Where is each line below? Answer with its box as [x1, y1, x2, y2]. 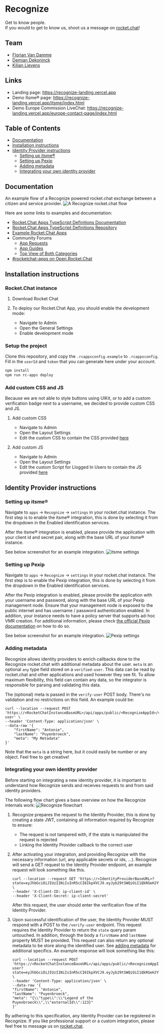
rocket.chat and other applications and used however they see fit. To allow [5, 671, 155, 677]
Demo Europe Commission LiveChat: [12, 105, 86, 111]
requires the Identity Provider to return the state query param [12, 927, 136, 933]
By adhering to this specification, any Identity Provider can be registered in [5, 1013, 156, 1018]
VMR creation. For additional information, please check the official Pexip [5, 618, 150, 624]
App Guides [19, 246, 43, 251]
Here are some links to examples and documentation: [5, 210, 112, 216]
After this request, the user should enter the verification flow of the [12, 902, 147, 908]
